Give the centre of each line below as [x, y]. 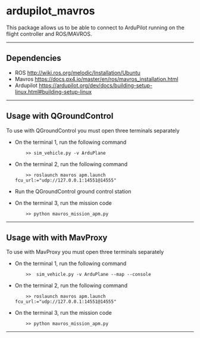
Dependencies [34, 58]
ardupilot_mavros [51, 11]
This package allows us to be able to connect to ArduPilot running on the [95, 27]
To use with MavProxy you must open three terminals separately [85, 252]
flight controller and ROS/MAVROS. [49, 33]
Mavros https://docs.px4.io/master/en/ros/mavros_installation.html [96, 79]
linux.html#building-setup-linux [53, 91]
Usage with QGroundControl [60, 116]
